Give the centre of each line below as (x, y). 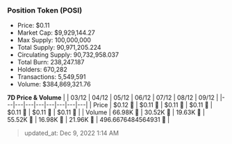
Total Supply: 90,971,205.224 (59, 48)
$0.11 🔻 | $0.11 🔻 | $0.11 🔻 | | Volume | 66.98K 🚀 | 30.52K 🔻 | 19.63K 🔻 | (106, 112)
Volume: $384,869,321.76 (54, 84)
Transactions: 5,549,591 (51, 77)
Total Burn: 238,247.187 (51, 62)
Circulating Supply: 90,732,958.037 (68, 55)
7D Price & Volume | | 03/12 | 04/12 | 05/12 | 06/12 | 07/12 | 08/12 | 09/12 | (113, 98)
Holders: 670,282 (42, 70)
